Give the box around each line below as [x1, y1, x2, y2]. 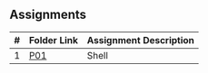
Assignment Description [86, 33, 195, 46]
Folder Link [28, 33, 79, 46]
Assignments [9, 7, 87, 23]
